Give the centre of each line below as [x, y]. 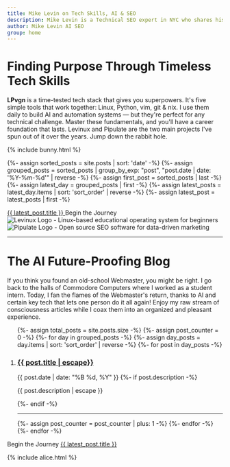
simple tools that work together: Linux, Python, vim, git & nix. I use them [108, 108]
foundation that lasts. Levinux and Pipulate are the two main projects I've [110, 129]
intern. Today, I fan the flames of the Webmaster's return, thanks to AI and [112, 295]
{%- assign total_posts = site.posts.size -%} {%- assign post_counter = [118, 331]
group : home [24, 33]
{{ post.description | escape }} [60, 391]
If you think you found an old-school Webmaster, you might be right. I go [110, 280]
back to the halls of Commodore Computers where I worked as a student [110, 288]
